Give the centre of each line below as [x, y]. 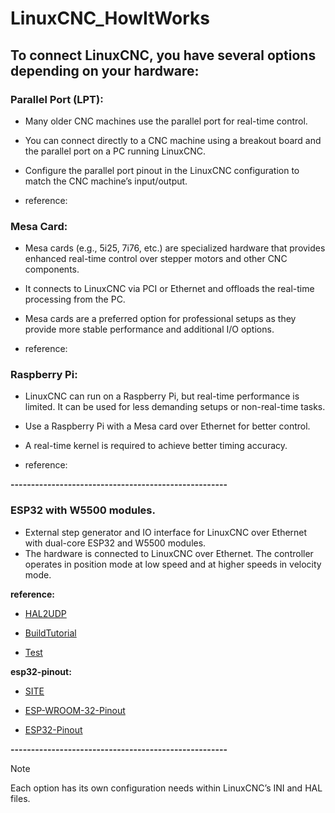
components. [52, 269]
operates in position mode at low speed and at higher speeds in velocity [173, 564]
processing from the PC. [75, 299]
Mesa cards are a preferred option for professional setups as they [160, 319]
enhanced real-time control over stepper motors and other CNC [156, 259]
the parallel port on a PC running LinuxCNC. [115, 151]
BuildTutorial [50, 633]
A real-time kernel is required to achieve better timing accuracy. [156, 446]
